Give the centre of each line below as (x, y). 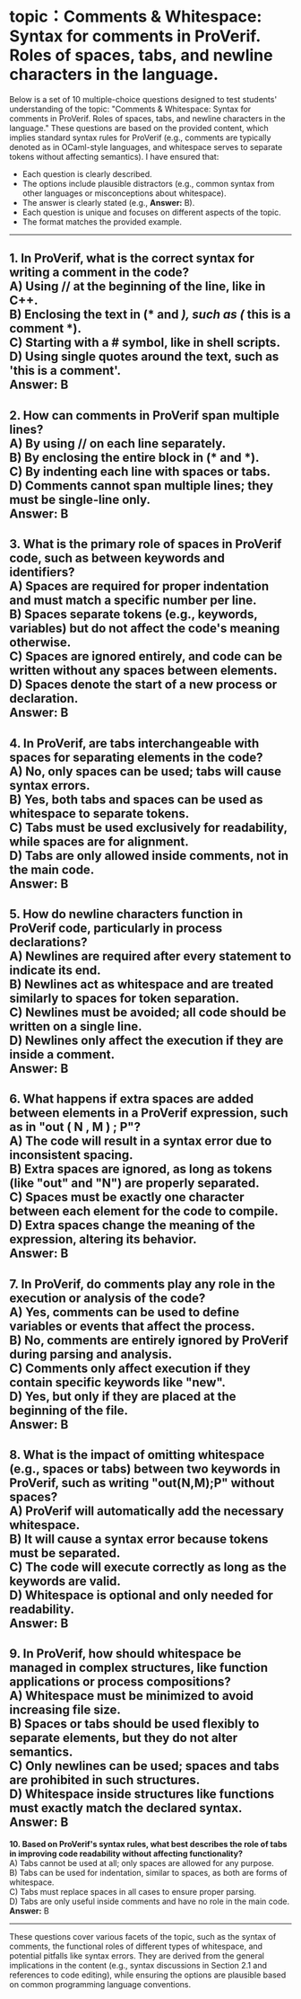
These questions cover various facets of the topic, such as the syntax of (143, 1936)
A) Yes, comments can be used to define (125, 1312)
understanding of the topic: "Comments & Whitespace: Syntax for (130, 109)
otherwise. (40, 643)
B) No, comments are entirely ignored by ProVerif (149, 1340)
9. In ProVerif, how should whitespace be (125, 1654)
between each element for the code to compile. (144, 1212)
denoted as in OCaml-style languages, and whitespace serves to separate (146, 146)
